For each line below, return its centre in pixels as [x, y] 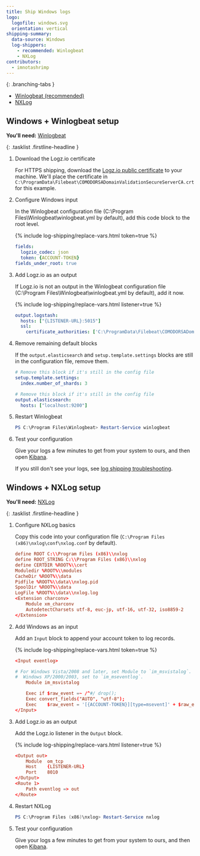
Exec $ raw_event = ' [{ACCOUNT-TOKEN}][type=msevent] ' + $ [103, 704]
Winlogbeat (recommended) [50, 96]
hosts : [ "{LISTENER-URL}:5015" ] [61, 321]
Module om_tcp [45, 761]
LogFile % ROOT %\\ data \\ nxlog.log [56, 593]
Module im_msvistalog [53, 683]
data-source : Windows [39, 39]
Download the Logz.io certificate [55, 159]
